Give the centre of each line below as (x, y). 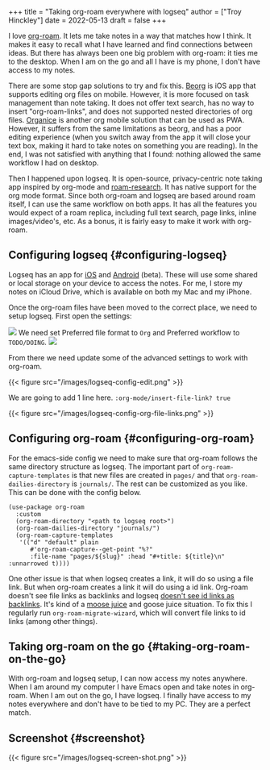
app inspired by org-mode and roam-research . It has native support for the (133, 187)
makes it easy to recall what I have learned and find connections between (131, 44)
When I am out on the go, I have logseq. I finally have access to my (140, 696)
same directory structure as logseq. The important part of (104, 466)
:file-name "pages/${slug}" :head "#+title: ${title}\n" (127, 556)
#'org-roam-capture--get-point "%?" (91, 549)
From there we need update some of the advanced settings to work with (128, 357)
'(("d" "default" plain (59, 542)
